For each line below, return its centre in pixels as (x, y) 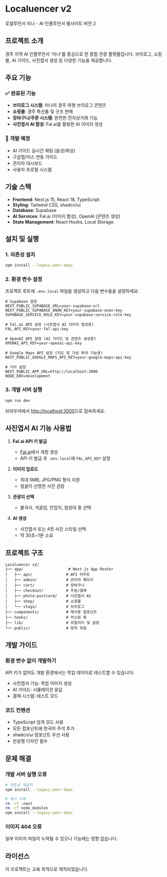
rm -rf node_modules (27, 808)
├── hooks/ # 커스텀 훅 (46, 617)
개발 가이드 (21, 645)
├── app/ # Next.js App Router (59, 569)
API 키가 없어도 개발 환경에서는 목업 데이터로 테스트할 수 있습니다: (70, 673)
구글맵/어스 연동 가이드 (35, 157)
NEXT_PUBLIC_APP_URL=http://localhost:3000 (52, 372)
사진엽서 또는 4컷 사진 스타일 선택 (53, 529)
